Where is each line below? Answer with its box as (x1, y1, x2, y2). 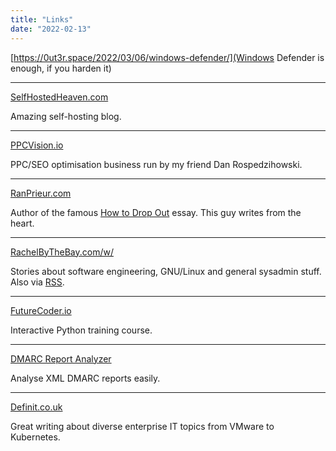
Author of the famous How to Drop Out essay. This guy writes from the (10, 206, 302, 218)
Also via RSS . (10, 276, 65, 288)
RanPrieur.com (10, 187, 72, 199)
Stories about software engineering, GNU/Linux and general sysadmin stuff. (10, 265, 322, 277)
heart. (10, 217, 35, 229)
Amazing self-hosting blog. (10, 110, 122, 122)
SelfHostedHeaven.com (10, 91, 109, 103)
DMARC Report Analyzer (10, 352, 112, 365)
